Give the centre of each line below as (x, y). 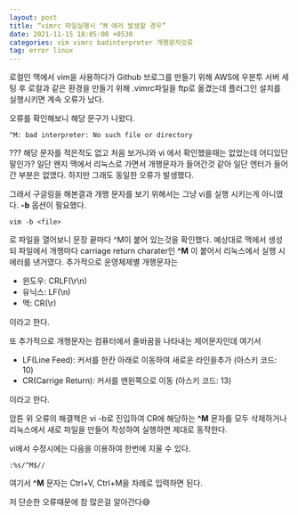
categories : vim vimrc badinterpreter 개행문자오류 (101, 42)
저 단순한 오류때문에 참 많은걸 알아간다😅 (80, 502)
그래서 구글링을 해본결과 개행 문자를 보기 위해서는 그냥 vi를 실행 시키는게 (134, 194)
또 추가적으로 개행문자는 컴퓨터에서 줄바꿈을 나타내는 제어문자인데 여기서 (135, 341)
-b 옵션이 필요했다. (54, 205)
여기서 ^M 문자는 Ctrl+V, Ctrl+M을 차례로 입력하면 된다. (106, 483)
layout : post (33, 17)
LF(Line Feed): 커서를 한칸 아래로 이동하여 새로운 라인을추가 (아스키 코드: (149, 360)
